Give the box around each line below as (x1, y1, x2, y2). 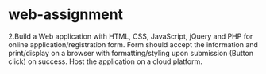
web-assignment (8, 6, 124, 24)
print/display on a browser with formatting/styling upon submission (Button (8, 48, 254, 57)
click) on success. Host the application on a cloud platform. (8, 57, 202, 66)
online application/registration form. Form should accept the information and (8, 39, 258, 49)
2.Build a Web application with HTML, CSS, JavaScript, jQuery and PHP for (8, 31, 253, 41)
